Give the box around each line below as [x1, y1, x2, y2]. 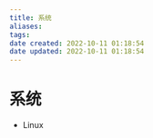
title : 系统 [9, 13, 52, 23]
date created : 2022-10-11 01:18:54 [9, 38, 145, 48]
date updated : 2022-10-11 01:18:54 [9, 47, 145, 56]
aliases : [9, 22, 43, 31]
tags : [9, 30, 30, 39]
